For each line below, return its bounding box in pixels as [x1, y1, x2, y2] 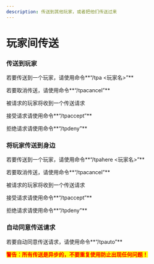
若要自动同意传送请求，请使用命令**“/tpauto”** [6, 238, 123, 245]
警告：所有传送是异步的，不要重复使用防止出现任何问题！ [6, 251, 148, 258]
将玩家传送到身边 [6, 141, 56, 150]
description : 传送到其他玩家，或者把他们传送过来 [6, 8, 117, 15]
